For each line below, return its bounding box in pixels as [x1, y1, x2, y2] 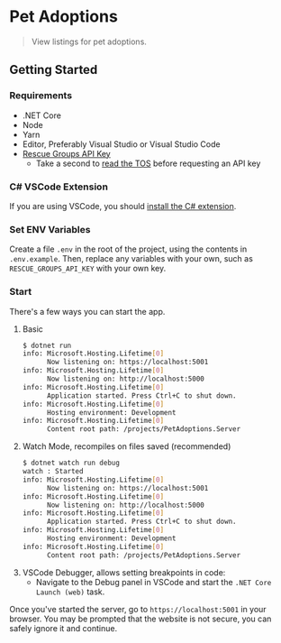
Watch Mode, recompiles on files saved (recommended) [22, 441, 231, 452]
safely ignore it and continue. [9, 622, 118, 633]
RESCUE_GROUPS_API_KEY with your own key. [9, 263, 167, 274]
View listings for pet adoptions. [31, 36, 147, 47]
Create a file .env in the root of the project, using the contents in [9, 243, 248, 254]
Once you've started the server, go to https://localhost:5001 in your [9, 603, 267, 614]
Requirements [9, 89, 73, 102]
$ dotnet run [22, 341, 72, 350]
